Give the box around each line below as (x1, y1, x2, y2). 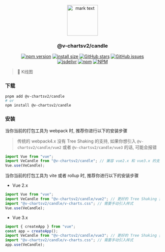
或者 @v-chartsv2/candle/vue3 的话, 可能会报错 (62, 144, 157, 150)
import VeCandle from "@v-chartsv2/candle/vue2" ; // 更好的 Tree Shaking (5, 196, 157, 201)
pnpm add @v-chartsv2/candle (5, 94, 65, 99)
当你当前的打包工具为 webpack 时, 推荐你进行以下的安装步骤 (5, 128, 128, 134)
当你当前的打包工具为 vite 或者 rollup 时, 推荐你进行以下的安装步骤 (5, 172, 139, 179)
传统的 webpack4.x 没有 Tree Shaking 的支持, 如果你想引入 (17, 138, 136, 144)
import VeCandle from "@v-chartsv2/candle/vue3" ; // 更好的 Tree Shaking (5, 233, 157, 238)
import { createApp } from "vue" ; (5, 224, 76, 229)
